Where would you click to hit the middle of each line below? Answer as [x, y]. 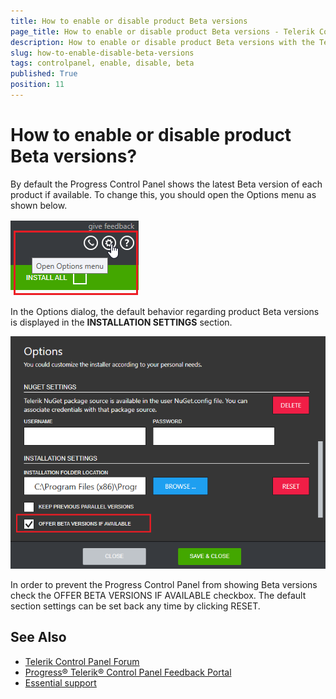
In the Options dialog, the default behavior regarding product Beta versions [165, 311]
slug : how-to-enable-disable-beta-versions [102, 53]
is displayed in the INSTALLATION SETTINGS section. [121, 322]
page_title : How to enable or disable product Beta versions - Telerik [162, 31]
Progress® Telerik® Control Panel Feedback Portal [128, 672]
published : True [44, 74]
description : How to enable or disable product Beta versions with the [162, 42]
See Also [38, 637]
